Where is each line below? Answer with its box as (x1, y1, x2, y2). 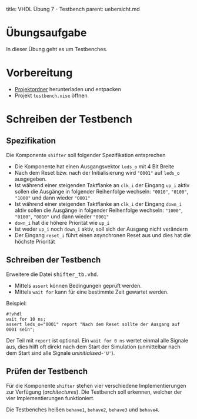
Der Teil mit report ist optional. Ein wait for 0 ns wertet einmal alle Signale (6, 337, 189, 344)
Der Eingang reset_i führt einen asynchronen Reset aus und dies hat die (14, 231, 191, 238)
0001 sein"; (6, 327, 35, 332)
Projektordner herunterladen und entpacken (14, 85, 122, 92)
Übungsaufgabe (6, 26, 87, 39)
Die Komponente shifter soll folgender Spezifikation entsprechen (6, 151, 166, 158)
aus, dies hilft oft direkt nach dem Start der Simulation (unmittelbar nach (6, 343, 181, 350)
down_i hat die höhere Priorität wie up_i (14, 219, 110, 226)
